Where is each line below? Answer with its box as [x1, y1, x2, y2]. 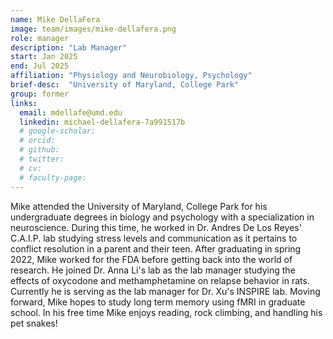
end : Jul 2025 [10, 61, 70, 71]
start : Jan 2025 [10, 52, 78, 62]
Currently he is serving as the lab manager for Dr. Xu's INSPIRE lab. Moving [10, 285, 321, 297]
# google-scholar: [19, 126, 97, 136]
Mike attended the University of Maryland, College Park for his [10, 200, 268, 212]
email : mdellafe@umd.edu [19, 107, 123, 118]
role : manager [10, 33, 70, 43]
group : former [10, 89, 70, 99]
